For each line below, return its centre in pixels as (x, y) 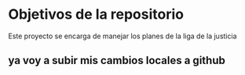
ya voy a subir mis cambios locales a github (117, 61)
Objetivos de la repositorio (96, 14)
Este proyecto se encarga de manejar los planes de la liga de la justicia (122, 36)
